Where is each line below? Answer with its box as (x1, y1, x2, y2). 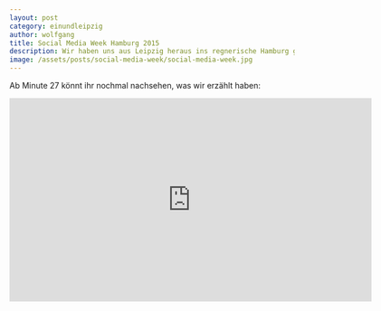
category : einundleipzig (9, 22, 103, 31)
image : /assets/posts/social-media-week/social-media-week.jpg (9, 55, 253, 64)
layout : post (9, 13, 59, 23)
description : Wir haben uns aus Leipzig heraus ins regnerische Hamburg (9, 47, 290, 56)
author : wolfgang (9, 30, 75, 39)
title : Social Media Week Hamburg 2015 (9, 38, 160, 48)
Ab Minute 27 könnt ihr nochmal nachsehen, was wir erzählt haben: (9, 80, 261, 90)
